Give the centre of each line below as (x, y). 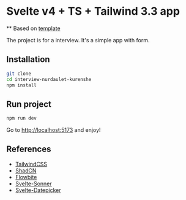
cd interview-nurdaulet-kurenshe (49, 79)
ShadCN (26, 171)
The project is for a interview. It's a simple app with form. (78, 40)
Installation (28, 60)
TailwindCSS (31, 164)
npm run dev (21, 118)
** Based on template (33, 28)
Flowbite (26, 177)
